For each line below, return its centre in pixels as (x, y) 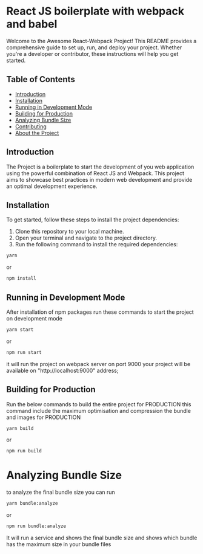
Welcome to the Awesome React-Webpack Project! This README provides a (101, 41)
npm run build (24, 451)
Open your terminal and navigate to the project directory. (86, 238)
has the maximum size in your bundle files (59, 544)
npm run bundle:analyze (36, 526)
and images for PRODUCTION (44, 417)
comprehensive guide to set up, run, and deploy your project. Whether (94, 47)
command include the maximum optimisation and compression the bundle (98, 410)
